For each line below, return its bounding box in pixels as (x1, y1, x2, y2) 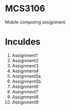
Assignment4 (12, 68, 39, 74)
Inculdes (5, 36, 41, 47)
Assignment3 (12, 63, 39, 68)
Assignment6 (12, 84, 39, 89)
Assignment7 (12, 88, 39, 94)
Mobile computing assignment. (5, 19, 67, 25)
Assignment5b (12, 78, 41, 84)
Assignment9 (12, 99, 39, 105)
